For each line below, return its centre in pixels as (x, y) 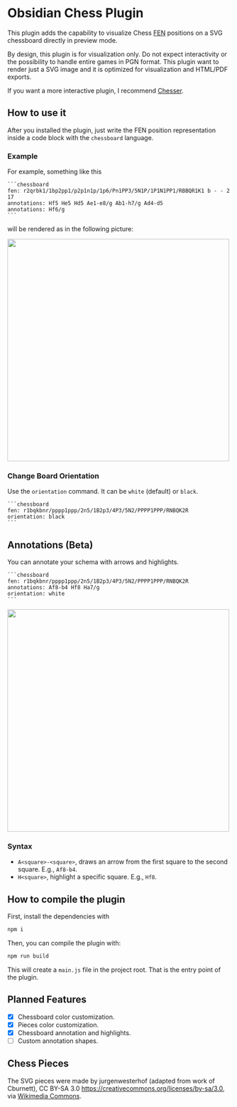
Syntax (20, 847)
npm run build (28, 956)
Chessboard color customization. (66, 1017)
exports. (20, 77)
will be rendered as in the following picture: (70, 229)
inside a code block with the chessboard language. (81, 137)
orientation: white (36, 594)
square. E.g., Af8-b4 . (48, 869)
